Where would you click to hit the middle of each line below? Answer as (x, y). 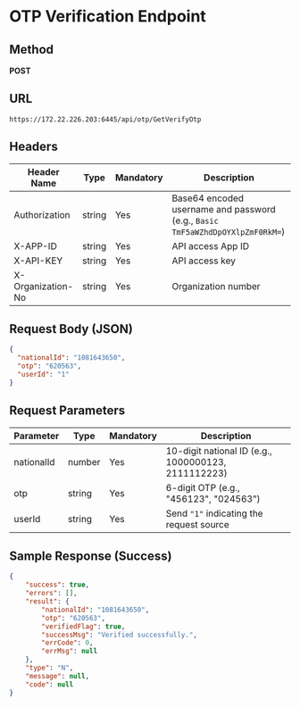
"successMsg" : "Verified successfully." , (120, 635)
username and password (224, 209)
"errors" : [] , (51, 594)
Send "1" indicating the (214, 513)
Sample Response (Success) (91, 556)
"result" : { (47, 602)
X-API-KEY (38, 261)
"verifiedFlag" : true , (83, 627)
